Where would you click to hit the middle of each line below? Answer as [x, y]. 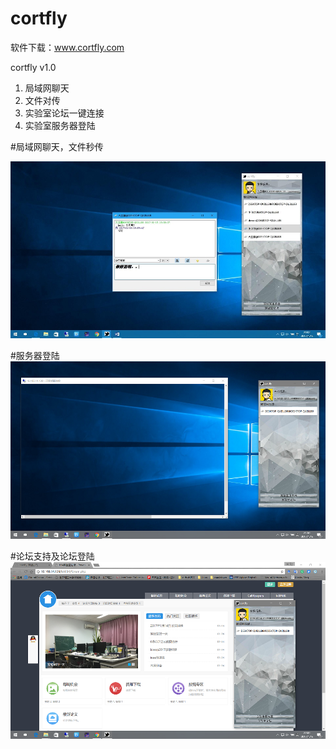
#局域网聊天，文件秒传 [57, 146]
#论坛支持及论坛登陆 [52, 556]
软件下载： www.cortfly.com [67, 47]
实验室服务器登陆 [60, 125]
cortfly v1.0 [33, 67]
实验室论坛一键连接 [64, 113]
